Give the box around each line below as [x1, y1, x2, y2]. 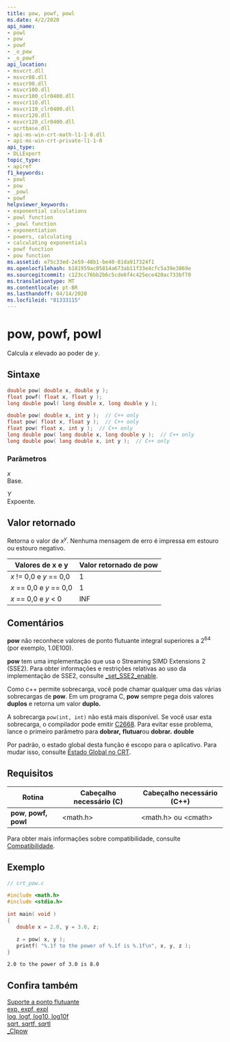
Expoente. [7, 498, 36, 506]
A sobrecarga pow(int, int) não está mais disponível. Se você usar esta [7, 712, 212, 720]
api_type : [7, 144, 36, 151]
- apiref [7, 162, 32, 170]
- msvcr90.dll [7, 80, 48, 87]
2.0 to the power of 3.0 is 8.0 [7, 961, 99, 968]
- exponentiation [7, 227, 57, 234]
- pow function [7, 252, 51, 259]
